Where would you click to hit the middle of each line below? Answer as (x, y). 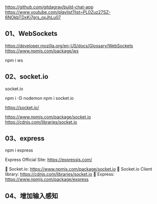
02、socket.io (27, 77)
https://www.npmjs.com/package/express (47, 179)
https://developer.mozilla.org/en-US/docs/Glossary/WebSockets (69, 46)
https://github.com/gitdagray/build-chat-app (49, 7)
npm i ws (14, 60)
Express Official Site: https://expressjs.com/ (49, 160)
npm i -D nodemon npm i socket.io (39, 98)
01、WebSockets (31, 34)
